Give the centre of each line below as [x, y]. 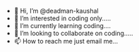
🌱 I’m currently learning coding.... [62, 26]
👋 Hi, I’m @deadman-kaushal [56, 11]
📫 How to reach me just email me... [66, 41]
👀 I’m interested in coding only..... [62, 18]
